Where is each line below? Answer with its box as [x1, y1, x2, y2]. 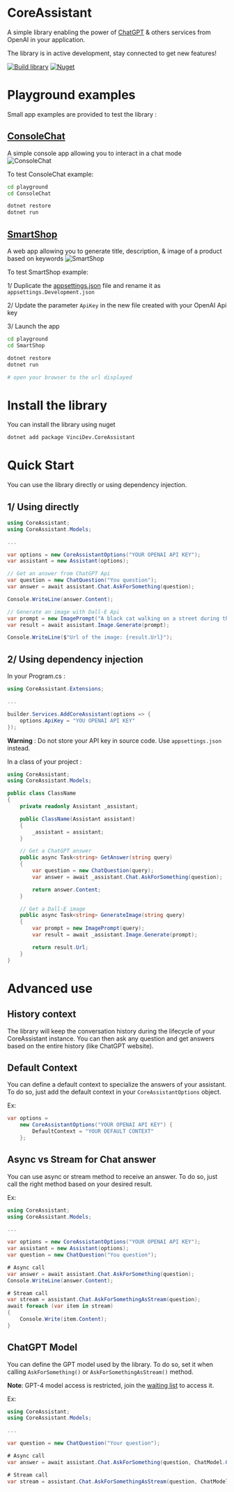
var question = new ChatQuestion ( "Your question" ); [7, 1440, 160, 1447]
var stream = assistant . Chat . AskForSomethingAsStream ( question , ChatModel [7, 1478, 229, 1485]
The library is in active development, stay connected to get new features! [7, 49, 217, 57]
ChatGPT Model [7, 1342, 78, 1354]
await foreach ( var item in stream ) [7, 1303, 114, 1310]
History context [7, 1008, 77, 1020]
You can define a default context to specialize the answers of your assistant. [7, 1080, 226, 1089]
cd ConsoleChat [7, 190, 52, 197]
